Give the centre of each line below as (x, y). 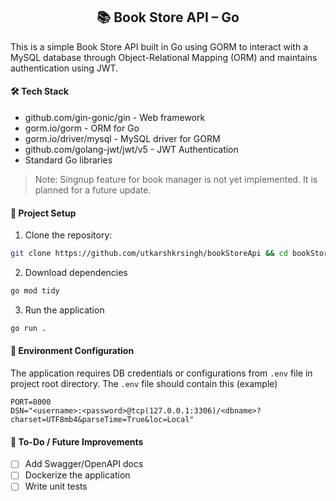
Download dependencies (76, 273)
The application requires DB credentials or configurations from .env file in (161, 373)
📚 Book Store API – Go (168, 17)
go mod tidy (35, 291)
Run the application (64, 310)
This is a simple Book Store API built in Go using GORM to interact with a (159, 46)
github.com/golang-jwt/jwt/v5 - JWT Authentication (131, 150)
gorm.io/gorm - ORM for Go (82, 128)
